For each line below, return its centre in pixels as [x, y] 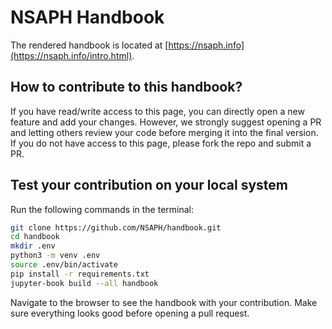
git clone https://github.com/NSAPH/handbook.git [116, 227]
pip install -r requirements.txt [80, 274]
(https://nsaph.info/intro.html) [71, 55]
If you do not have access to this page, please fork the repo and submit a [161, 143]
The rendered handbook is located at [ [89, 45]
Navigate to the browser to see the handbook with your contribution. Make [164, 302]
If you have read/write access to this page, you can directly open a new [157, 111]
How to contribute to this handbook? [126, 87]
